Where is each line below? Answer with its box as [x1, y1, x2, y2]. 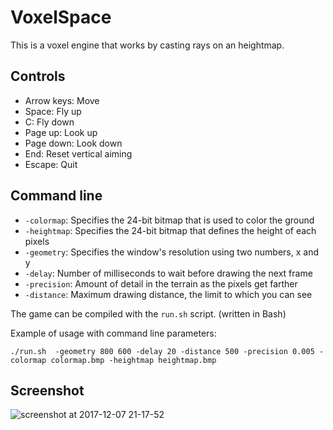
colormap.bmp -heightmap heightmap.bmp [50, 355, 217, 365]
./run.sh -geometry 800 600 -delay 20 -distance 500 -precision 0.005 [10, 346, 315, 356]
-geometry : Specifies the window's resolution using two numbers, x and [24, 246, 320, 258]
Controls [10, 68, 66, 85]
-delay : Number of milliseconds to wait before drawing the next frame [24, 267, 313, 279]
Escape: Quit [24, 158, 78, 170]
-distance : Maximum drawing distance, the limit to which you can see [24, 288, 313, 300]
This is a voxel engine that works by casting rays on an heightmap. [10, 39, 285, 51]
